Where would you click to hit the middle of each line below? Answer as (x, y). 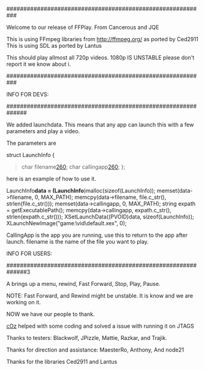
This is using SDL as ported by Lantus (54, 46)
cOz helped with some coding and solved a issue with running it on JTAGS (100, 326)
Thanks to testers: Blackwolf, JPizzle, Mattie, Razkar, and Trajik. (87, 338)
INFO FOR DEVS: (28, 94)
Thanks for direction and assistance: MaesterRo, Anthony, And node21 (95, 350)
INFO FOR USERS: (29, 253)
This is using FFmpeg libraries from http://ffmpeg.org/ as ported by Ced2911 (102, 39)
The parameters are (31, 143)
